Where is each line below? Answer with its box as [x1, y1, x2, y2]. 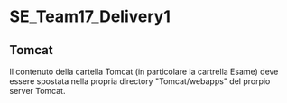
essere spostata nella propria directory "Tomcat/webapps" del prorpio [9, 76, 271, 87]
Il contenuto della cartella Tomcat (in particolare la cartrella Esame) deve [9, 66, 279, 77]
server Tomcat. [9, 86, 66, 96]
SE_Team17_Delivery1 [9, 6, 171, 27]
